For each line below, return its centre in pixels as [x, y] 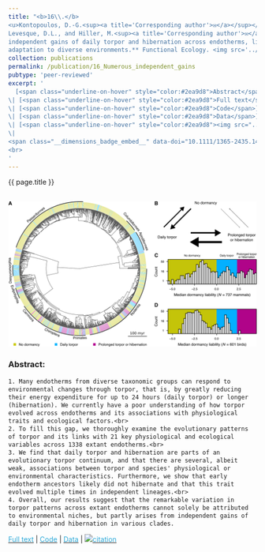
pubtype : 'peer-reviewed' [50, 75]
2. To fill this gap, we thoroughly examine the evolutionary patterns [128, 429]
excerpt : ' [26, 83]
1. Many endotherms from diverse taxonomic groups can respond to [119, 382]
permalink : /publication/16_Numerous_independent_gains [102, 67]
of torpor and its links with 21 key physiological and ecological [121, 437]
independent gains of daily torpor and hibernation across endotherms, [128, 42]
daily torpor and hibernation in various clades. [91, 524]
